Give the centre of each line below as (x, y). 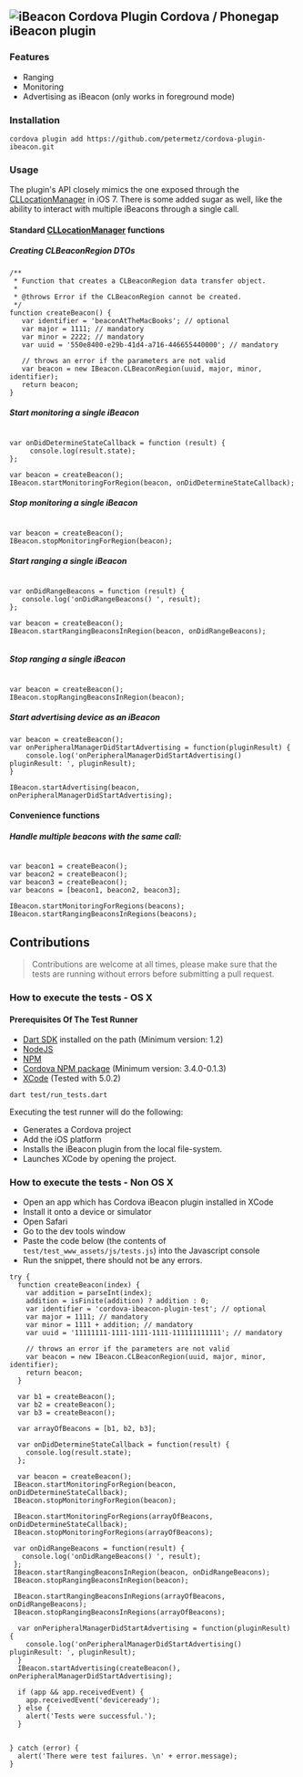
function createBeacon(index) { (79, 1285)
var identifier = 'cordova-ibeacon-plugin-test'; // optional (146, 1309)
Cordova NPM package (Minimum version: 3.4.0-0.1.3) (124, 1069)
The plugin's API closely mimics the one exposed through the (124, 190)
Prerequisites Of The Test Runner (74, 1019)
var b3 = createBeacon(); (67, 1413)
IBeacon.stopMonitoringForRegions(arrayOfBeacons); (113, 1533)
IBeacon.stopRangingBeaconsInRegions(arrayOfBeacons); (119, 1613)
